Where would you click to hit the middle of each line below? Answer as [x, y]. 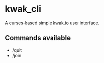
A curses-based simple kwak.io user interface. [52, 23]
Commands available [38, 38]
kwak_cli [23, 9]
